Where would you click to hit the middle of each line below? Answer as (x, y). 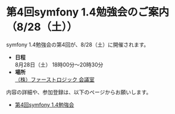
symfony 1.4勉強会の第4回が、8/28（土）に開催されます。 (78, 45)
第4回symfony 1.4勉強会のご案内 (88, 12)
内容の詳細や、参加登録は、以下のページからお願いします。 (79, 92)
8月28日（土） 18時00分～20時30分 (59, 64)
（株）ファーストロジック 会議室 (55, 79)
